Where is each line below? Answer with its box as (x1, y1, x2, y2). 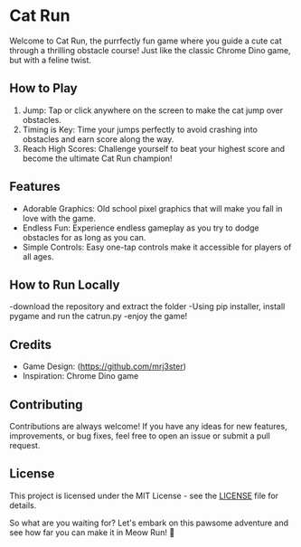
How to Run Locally (9, 277, 120, 292)
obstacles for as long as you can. (22, 231, 146, 242)
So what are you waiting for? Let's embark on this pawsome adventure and (9, 517, 289, 528)
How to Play (9, 80, 79, 96)
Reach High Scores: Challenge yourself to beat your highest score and (22, 143, 286, 154)
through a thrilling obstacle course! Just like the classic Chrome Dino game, (9, 44, 291, 55)
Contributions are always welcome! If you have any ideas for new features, (9, 421, 287, 431)
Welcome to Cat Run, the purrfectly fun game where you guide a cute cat (9, 35, 282, 46)
